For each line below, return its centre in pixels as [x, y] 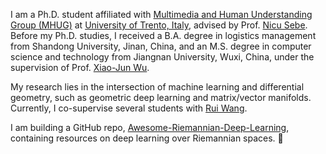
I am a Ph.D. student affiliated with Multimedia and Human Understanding [161, 14]
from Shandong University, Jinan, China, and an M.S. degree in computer [161, 46]
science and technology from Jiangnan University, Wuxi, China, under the [162, 57]
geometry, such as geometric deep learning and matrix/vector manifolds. [161, 97]
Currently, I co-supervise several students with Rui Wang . [129, 108]
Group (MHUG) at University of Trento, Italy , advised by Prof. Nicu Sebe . [159, 25]
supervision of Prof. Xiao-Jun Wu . [80, 67]
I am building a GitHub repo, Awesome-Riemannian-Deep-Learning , [150, 127]
